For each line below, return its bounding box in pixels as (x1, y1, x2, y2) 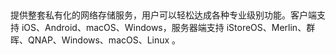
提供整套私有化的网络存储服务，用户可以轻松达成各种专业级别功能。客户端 (10, 9, 317, 21)
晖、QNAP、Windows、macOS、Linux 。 (10, 34, 182, 46)
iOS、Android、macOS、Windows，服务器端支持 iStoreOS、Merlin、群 (21, 22, 316, 34)
